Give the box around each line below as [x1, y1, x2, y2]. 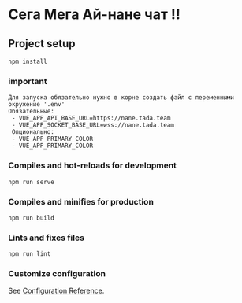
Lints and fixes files [8, 232, 85, 243]
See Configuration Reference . [8, 286, 105, 296]
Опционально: [11, 128, 55, 136]
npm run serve [8, 178, 55, 186]
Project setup [8, 37, 76, 50]
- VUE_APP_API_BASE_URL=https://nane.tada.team [11, 114, 171, 123]
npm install [8, 57, 47, 65]
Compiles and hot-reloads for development [8, 160, 177, 171]
